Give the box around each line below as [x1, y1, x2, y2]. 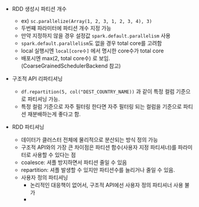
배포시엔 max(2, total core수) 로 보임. [21, 55, 110, 62]
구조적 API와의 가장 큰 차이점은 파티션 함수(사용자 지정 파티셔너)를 [21, 144, 177, 151]
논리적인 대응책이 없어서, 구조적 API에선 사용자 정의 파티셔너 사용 [30, 182, 184, 188]
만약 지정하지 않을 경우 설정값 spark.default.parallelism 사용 [21, 32, 171, 39]
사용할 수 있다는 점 [32, 151, 77, 158]
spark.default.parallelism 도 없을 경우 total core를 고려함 [21, 40, 162, 46]
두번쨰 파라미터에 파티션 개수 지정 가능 [21, 25, 112, 31]
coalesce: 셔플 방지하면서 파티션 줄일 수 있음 [21, 159, 127, 166]
